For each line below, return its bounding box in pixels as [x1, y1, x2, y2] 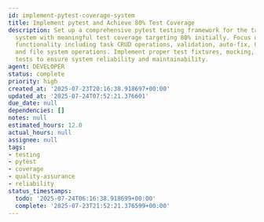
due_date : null [8, 99, 58, 107]
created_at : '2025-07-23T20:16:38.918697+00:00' [8, 84, 170, 93]
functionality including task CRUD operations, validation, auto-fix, [15, 41, 251, 49]
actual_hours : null [8, 128, 72, 136]
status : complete [8, 70, 65, 78]
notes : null [8, 114, 47, 122]
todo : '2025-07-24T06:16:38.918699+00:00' [15, 194, 156, 202]
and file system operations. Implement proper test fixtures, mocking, [15, 48, 255, 56]
